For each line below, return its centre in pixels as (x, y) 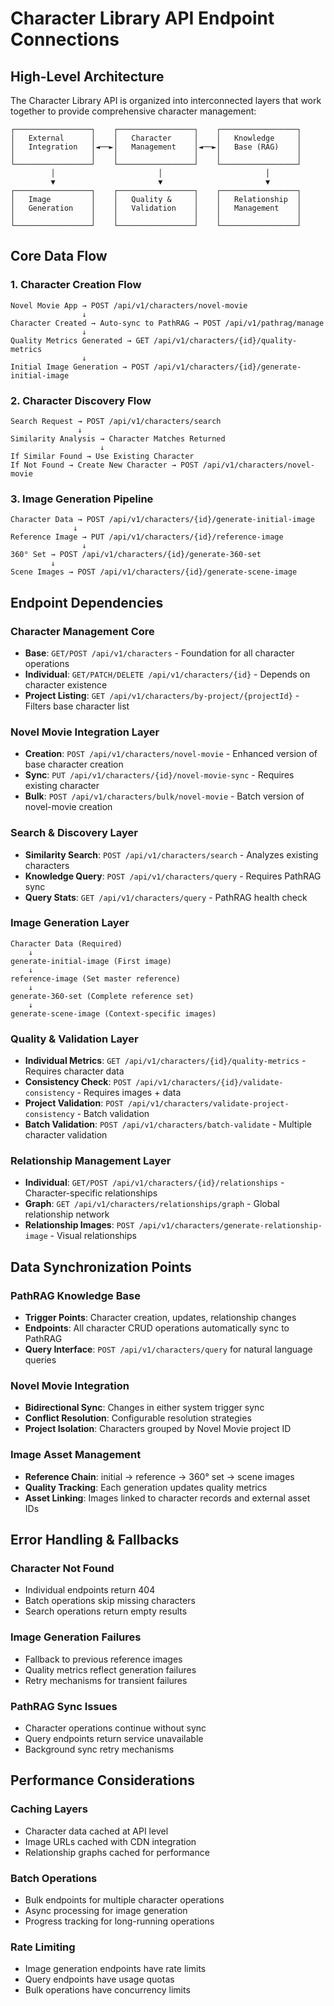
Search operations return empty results (106, 1611)
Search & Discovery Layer (74, 833)
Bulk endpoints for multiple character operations (124, 1900)
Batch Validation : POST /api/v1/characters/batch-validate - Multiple (168, 1124)
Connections (65, 39)
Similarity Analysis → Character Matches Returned (118, 438)
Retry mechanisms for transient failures (106, 1680)
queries (40, 1360)
